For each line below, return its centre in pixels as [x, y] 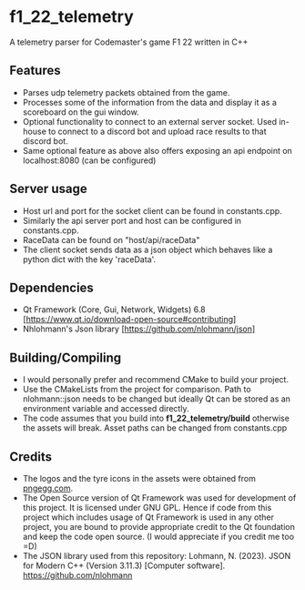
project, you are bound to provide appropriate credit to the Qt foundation [159, 527]
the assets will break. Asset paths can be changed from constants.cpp [155, 428]
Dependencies [51, 287]
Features [35, 71]
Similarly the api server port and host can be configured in [132, 220]
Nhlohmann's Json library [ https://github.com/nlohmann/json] [139, 329]
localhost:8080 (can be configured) [89, 160]
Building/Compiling [66, 357]
